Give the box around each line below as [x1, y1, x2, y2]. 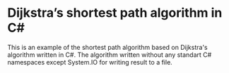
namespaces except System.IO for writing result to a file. [7, 58, 173, 66]
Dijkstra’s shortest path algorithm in [7, 5, 223, 21]
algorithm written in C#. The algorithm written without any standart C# [7, 51, 212, 59]
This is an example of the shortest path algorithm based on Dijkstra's [7, 43, 208, 51]
